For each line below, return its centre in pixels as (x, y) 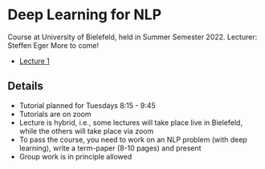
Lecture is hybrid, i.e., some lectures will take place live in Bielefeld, (130, 123)
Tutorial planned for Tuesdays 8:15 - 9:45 (87, 105)
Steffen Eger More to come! (53, 45)
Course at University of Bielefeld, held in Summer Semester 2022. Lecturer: (132, 37)
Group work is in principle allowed (75, 156)
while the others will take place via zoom (86, 131)
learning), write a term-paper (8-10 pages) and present (110, 148)
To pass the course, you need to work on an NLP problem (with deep (133, 139)
